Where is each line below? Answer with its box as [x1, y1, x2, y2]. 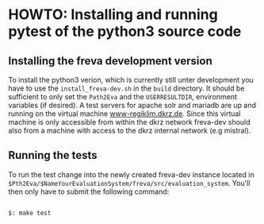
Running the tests [8, 149, 98, 162]
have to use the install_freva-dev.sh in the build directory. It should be [8, 83, 245, 93]
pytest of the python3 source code [8, 22, 242, 41]
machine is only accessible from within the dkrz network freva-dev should [8, 118, 251, 126]
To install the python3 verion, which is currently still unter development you [8, 75, 254, 84]
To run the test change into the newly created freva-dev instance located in [8, 169, 255, 180]
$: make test [8, 209, 52, 217]
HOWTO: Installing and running [8, 6, 218, 24]
